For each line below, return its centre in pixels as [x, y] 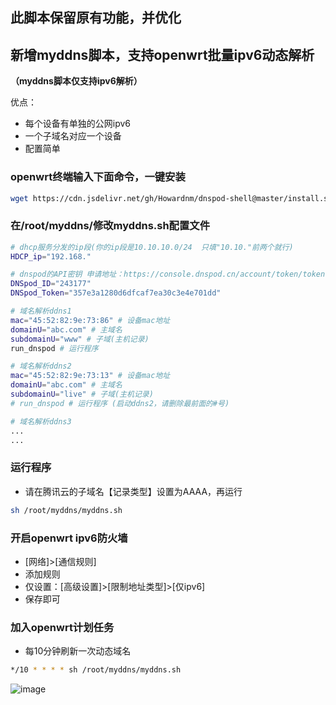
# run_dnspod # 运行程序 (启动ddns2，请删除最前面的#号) [120, 403]
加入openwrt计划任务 [62, 627]
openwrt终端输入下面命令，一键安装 [98, 177]
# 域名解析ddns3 [41, 421]
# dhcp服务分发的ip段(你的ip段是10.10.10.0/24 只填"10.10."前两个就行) [152, 247]
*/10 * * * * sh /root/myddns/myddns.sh [96, 670]
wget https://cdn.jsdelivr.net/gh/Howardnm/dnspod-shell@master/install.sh [171, 198]
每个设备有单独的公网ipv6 [78, 124]
